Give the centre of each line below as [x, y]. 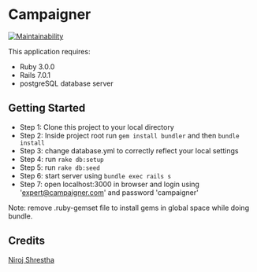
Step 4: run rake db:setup [61, 159]
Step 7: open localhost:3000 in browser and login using [109, 184]
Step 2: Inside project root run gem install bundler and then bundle [129, 135]
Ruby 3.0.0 [37, 66]
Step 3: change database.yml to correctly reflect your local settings [129, 150]
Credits [27, 241]
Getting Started [47, 108]
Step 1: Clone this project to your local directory [97, 127]
